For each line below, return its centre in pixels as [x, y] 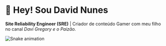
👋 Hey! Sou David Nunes [57, 10]
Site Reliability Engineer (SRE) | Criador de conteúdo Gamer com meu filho [83, 24]
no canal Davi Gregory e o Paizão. [41, 29]
